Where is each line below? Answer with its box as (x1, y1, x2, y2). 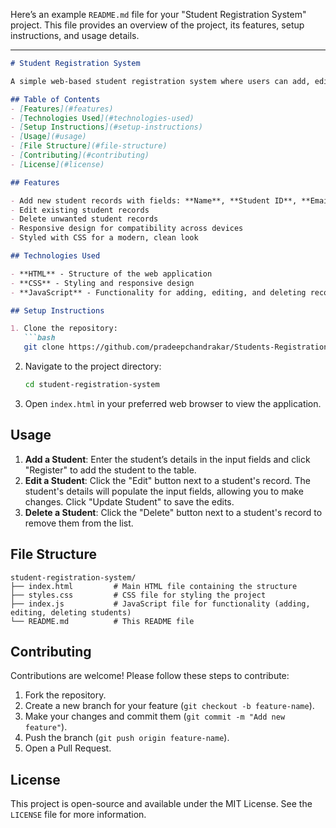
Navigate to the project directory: (24, 360, 162, 372)
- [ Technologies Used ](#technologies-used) (10, 113, 195, 123)
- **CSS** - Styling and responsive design (10, 278, 195, 288)
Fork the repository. (24, 689, 107, 701)
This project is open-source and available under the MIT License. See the (10, 798, 313, 810)
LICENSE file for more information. (10, 809, 147, 821)
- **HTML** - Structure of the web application (10, 269, 213, 279)
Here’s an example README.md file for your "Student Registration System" (10, 9, 307, 20)
